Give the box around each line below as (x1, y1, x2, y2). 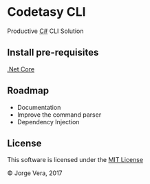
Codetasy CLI (7, 4, 86, 20)
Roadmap (7, 85, 50, 97)
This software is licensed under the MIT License (7, 156, 143, 164)
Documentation (17, 103, 61, 111)
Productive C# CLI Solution (7, 27, 84, 35)
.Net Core (7, 65, 35, 73)
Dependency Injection (17, 117, 80, 126)
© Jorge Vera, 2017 (7, 169, 63, 177)
